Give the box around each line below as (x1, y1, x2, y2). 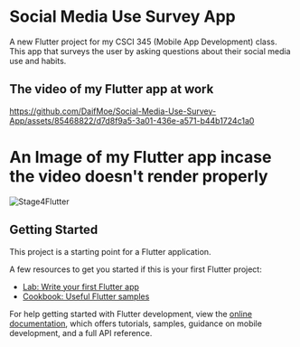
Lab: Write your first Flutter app (22, 281, 140, 292)
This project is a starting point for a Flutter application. (9, 246, 211, 257)
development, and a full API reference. (9, 327, 153, 338)
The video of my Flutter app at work (9, 81, 214, 97)
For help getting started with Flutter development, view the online (9, 308, 253, 319)
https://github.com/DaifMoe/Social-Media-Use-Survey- (9, 106, 217, 117)
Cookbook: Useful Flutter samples (22, 291, 150, 302)
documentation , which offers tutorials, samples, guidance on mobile (9, 318, 262, 329)
